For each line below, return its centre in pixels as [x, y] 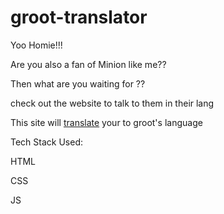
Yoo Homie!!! [36, 45]
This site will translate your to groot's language [106, 122]
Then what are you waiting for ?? [78, 83]
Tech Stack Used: [47, 142]
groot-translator [79, 17]
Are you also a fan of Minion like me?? [88, 64]
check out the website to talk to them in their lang [112, 103]
